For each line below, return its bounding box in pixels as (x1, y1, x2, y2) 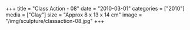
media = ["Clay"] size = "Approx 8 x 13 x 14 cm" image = (5, 11, 142, 18)
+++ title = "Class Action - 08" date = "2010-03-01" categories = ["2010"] (5, 5, 185, 12)
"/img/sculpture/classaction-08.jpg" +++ (5, 18, 105, 24)
